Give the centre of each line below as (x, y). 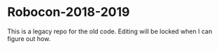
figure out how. (29, 38)
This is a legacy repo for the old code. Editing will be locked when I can (110, 31)
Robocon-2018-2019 (69, 12)
